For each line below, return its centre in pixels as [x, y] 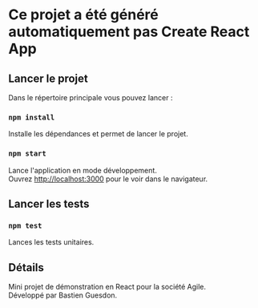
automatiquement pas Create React [129, 32]
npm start [27, 154]
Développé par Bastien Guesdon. [63, 295]
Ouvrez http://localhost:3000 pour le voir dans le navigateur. [108, 179]
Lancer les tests [49, 203]
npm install [32, 117]
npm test [25, 225]
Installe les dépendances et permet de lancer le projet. [98, 134]
